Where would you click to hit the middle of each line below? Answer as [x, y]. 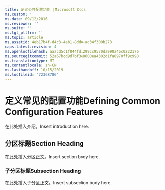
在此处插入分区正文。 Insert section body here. [53, 156]
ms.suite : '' [19, 28]
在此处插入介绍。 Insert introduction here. [47, 126]
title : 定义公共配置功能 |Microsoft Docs [45, 10]
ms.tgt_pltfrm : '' [24, 33]
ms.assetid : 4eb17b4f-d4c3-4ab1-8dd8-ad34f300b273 [59, 42]
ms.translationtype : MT [30, 61]
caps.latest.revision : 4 [31, 47]
